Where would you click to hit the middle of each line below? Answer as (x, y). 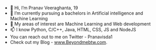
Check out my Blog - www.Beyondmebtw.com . (59, 42)
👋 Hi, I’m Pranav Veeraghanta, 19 (44, 8)
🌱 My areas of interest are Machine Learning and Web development (80, 24)
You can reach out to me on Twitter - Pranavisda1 (61, 37)
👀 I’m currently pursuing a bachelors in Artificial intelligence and (76, 13)
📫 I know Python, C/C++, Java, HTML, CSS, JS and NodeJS (73, 30)
